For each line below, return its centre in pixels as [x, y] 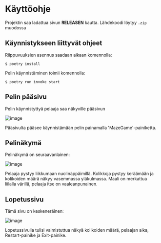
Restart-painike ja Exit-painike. [36, 235]
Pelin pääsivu [26, 97]
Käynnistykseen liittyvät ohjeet [54, 43]
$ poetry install [23, 64]
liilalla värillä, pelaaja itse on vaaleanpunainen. [51, 184]
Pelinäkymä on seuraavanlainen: [38, 155]
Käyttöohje [28, 9]
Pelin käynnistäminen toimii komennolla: [45, 73]
